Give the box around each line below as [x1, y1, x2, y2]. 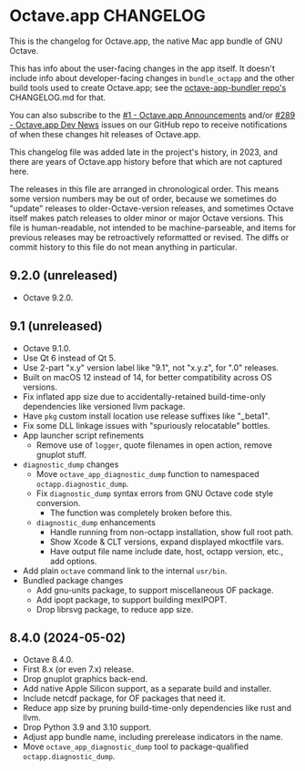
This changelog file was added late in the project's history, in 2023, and [9, 147, 279, 157]
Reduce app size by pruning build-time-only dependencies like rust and [22, 703, 292, 714]
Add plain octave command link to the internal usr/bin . [22, 565, 228, 576]
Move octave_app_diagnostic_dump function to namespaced [36, 468, 259, 479]
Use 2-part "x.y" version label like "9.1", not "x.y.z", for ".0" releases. [22, 361, 280, 373]
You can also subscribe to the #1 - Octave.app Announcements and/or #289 [9, 109, 296, 120]
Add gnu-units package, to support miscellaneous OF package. [36, 584, 274, 595]
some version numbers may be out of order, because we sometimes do [9, 193, 278, 204]
